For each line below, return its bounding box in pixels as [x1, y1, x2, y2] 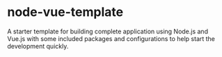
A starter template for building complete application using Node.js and [7, 27, 209, 35]
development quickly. [7, 42, 69, 50]
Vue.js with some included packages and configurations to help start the [7, 34, 216, 42]
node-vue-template [7, 4, 124, 20]
